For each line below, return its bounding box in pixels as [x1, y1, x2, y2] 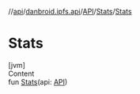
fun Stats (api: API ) [8, 77, 68, 86]
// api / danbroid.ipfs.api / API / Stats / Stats [8, 7, 132, 16]
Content [8, 69, 35, 78]
